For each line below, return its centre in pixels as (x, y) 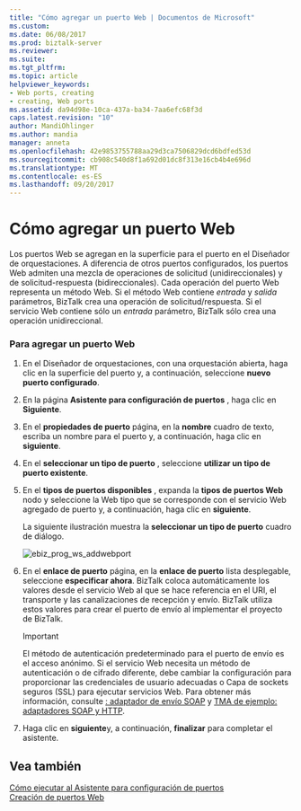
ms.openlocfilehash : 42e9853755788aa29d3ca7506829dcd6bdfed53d (130, 151)
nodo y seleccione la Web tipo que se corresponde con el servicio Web (155, 500)
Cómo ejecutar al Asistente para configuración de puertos (117, 788)
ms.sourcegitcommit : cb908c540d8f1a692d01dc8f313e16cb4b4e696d (130, 159)
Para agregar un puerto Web (72, 344)
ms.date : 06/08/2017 (48, 34)
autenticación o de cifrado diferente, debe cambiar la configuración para (157, 673)
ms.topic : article (44, 76)
